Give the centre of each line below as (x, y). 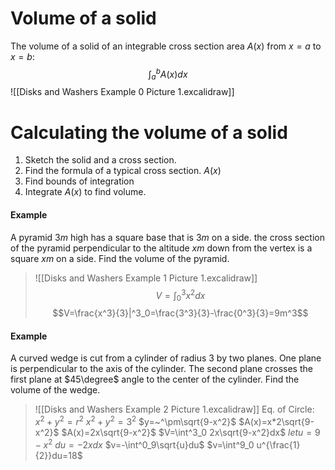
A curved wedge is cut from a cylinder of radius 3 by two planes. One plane (166, 358)
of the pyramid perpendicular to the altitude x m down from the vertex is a (161, 248)
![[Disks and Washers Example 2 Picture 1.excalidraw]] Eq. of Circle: (174, 409)
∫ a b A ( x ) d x (168, 74)
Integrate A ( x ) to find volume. (85, 192)
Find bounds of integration (79, 181)
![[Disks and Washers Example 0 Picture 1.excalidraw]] (122, 92)
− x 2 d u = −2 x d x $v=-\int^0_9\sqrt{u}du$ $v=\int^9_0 (144, 444)
